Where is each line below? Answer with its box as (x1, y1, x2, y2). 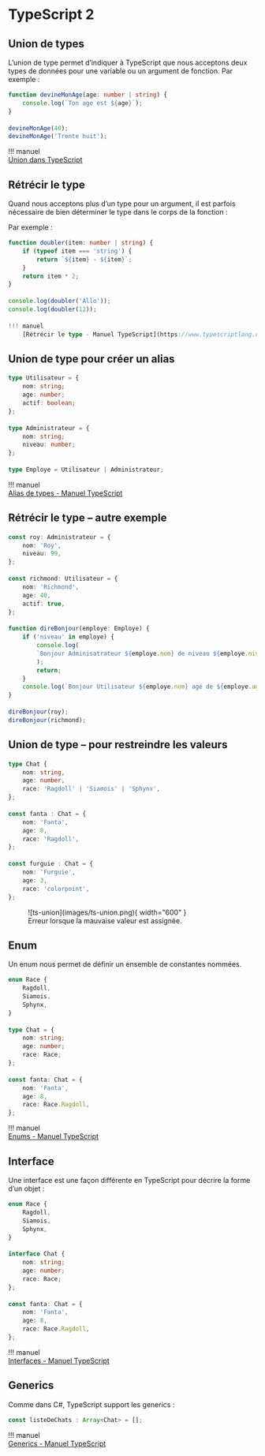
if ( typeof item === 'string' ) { (22, 247, 132, 255)
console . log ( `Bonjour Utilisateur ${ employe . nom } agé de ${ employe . (22, 683, 252, 691)
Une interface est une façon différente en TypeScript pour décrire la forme (8, 1176, 251, 1185)
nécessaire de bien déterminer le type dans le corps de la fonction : (8, 208, 228, 217)
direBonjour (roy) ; (8, 708, 69, 716)
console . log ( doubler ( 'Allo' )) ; (8, 298, 111, 305)
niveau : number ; (22, 440, 77, 449)
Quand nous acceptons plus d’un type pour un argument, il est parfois (8, 199, 236, 208)
